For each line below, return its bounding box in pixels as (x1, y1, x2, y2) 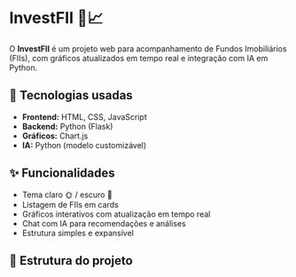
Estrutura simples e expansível (21, 227, 135, 238)
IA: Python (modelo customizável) (21, 139, 147, 150)
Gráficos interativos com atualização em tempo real (21, 209, 211, 219)
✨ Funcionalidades (9, 166, 115, 181)
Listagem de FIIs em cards (21, 199, 120, 210)
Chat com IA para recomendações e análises (21, 218, 186, 228)
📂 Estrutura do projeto (9, 253, 133, 268)
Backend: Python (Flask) (21, 121, 113, 131)
